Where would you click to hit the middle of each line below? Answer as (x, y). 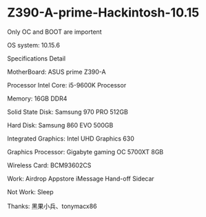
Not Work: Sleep (30, 192)
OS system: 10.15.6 (34, 45)
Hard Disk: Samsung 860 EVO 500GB (60, 125)
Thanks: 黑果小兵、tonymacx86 (52, 206)
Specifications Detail (37, 58)
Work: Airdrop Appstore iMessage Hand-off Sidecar (81, 178)
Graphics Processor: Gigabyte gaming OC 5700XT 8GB (85, 152)
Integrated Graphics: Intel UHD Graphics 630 (71, 138)
